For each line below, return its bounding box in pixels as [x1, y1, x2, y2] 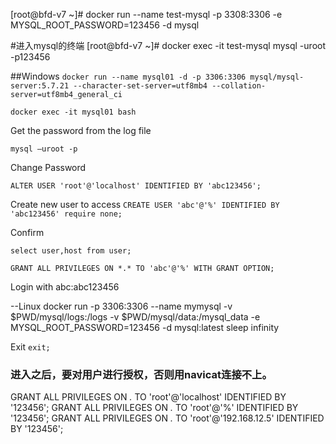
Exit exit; [10, 341, 51, 353]
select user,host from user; [10, 246, 132, 256]
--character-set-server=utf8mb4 [73, 81, 208, 91]
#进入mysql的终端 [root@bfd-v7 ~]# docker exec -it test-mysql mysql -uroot [10, 40, 326, 51]
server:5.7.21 [10, 81, 70, 91]
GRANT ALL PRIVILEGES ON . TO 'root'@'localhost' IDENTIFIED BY [10, 391, 287, 403]
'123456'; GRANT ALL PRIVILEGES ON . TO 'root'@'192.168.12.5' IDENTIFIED [10, 412, 325, 424]
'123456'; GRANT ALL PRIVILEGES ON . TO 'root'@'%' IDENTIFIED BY [10, 402, 299, 414]
